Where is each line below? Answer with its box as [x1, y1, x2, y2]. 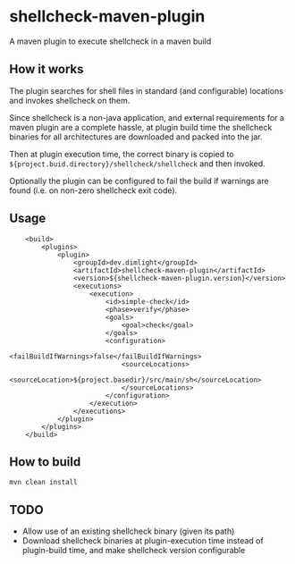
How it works [9, 62, 84, 77]
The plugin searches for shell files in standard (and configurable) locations [9, 85, 284, 96]
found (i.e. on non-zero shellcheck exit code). [9, 185, 178, 196]
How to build [9, 454, 81, 469]
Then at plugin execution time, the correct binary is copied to [9, 148, 234, 159]
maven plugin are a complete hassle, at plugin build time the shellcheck [9, 122, 273, 132]
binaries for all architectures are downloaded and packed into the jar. [9, 131, 263, 142]
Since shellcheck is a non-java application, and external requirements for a [9, 112, 284, 122]
